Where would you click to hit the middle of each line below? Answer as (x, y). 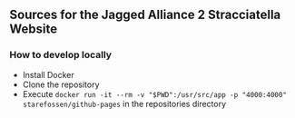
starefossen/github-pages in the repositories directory (124, 103)
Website (33, 29)
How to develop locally (60, 55)
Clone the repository (61, 84)
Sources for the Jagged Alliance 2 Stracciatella (145, 15)
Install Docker (48, 74)
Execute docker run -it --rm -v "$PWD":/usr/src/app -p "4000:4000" (155, 93)
